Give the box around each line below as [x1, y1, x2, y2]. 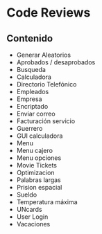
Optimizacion [16, 168, 55, 177]
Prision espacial [16, 183, 62, 191]
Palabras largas [16, 176, 62, 184]
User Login [16, 213, 49, 221]
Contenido [6, 33, 53, 44]
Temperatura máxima [16, 198, 78, 206]
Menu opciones [16, 154, 62, 162]
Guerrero [16, 125, 43, 132]
